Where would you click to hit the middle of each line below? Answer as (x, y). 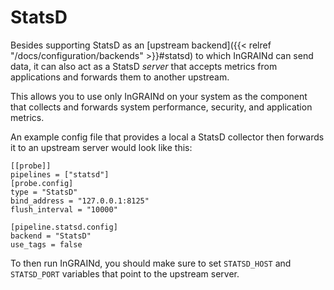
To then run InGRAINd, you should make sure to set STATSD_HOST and (151, 263)
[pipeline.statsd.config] (64, 227)
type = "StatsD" (44, 192)
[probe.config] (42, 183)
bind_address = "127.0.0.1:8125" (80, 201)
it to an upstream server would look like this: (101, 147)
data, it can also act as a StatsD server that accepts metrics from (144, 66)
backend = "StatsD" (51, 236)
